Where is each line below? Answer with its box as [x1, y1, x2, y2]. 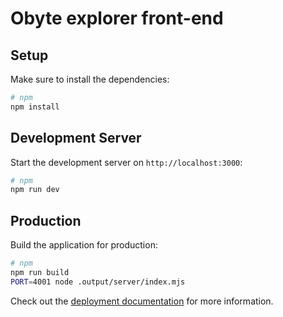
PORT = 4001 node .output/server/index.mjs [10, 277, 186, 287]
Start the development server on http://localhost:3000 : [10, 156, 243, 168]
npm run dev [10, 185, 60, 195]
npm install [10, 102, 60, 112]
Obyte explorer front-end [10, 7, 224, 30]
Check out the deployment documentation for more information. [10, 295, 274, 307]
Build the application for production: [10, 239, 158, 251]
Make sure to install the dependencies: [10, 73, 170, 85]
